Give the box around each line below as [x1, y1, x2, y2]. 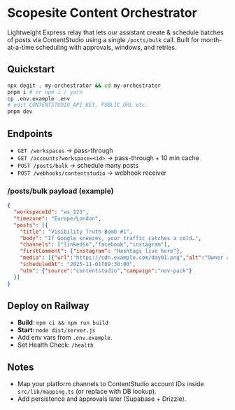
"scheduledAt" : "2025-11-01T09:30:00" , [20, 261, 136, 268]
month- [200, 35, 222, 44]
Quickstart [7, 63, 55, 75]
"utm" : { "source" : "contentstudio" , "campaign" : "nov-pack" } [20, 267, 192, 275]
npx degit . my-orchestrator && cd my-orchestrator [7, 82, 161, 89]
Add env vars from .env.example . [17, 333, 113, 342]
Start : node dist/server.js [17, 326, 96, 334]
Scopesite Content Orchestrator [7, 5, 197, 21]
